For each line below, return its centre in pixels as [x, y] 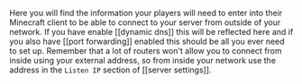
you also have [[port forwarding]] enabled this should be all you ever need [147, 41]
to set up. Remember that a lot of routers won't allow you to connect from [146, 51]
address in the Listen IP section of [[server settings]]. [110, 70]
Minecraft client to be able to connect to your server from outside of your [145, 22]
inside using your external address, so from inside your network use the [143, 60]
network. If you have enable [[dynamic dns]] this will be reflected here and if [151, 32]
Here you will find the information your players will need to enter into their [146, 13]
